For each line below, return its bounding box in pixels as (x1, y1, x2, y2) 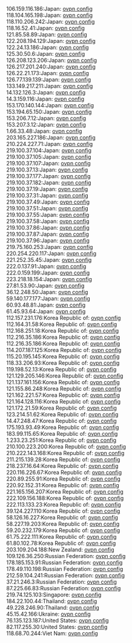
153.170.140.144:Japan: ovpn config (6, 102, 94, 108)
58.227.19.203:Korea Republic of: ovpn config (6, 521, 120, 527)
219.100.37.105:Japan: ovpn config (6, 153, 91, 160)
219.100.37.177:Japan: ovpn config (6, 173, 91, 179)
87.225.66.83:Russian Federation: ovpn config (6, 585, 121, 591)
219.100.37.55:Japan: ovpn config (6, 212, 90, 218)
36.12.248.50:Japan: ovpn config (6, 288, 88, 296)
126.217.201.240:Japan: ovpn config (6, 63, 96, 70)
